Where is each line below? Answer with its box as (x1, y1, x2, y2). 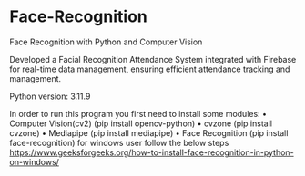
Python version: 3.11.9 (9, 91, 91, 102)
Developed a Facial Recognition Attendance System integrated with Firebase (9, 54, 297, 64)
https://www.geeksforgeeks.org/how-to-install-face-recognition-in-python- (9, 147, 294, 158)
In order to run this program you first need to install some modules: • (9, 108, 267, 119)
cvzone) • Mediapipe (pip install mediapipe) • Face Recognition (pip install (9, 127, 289, 138)
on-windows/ (9, 156, 59, 167)
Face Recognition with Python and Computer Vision (9, 36, 203, 47)
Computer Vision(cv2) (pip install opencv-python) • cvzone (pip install (9, 118, 273, 129)
